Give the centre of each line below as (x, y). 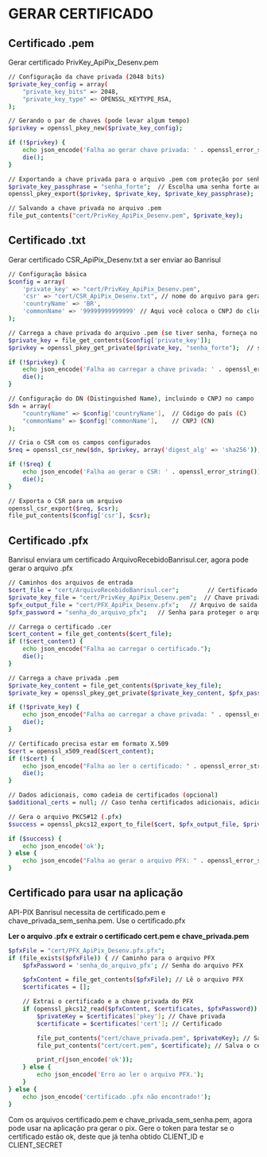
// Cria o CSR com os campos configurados (79, 442)
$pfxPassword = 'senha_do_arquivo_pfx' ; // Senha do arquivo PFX (133, 965)
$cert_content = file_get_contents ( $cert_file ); (90, 634)
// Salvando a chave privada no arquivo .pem (85, 208)
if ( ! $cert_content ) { (46, 641)
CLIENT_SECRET (36, 1145)
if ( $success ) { (35, 839)
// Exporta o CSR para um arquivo (66, 501)
